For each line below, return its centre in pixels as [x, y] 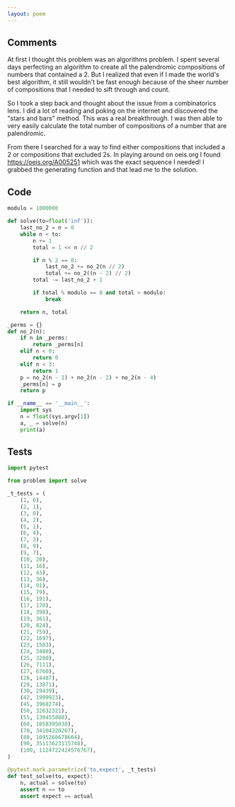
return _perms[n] [58, 345]
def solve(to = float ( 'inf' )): [50, 221]
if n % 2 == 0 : [55, 260]
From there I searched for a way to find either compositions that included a [116, 147]
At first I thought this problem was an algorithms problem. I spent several [113, 59]
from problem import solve [47, 481]
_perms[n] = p [41, 384]
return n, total [44, 312]
